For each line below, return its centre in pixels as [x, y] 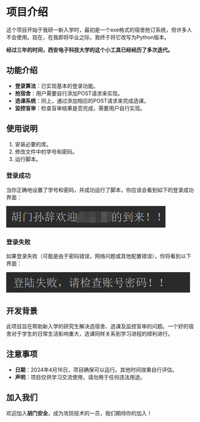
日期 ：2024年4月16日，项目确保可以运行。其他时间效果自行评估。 [96, 370]
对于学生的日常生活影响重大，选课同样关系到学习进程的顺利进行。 [92, 333]
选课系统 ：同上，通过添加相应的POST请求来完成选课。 [82, 100]
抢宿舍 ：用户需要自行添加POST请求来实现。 [69, 93]
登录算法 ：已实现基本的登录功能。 [57, 86]
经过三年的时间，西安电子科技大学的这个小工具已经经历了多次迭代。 [90, 50]
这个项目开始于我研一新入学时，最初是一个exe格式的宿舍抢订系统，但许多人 [99, 30]
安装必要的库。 [33, 144]
